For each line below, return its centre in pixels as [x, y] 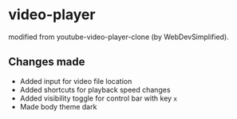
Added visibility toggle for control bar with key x [99, 98]
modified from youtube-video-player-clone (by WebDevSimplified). [118, 37]
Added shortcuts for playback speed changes [95, 89]
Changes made [47, 62]
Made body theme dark [58, 106]
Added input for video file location [76, 81]
